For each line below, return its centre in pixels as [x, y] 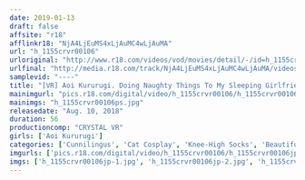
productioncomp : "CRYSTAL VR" [67, 128]
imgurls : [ [30, 153]
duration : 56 [34, 119]
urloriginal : [34, 60]
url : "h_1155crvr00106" [54, 52]
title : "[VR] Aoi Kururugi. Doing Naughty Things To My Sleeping [135, 85]
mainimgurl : [32, 94]
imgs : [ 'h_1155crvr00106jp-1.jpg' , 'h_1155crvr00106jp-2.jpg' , [132, 161]
